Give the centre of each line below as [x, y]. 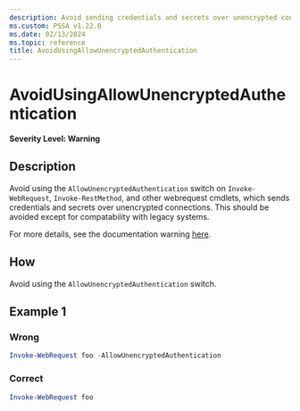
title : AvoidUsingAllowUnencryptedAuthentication [104, 51]
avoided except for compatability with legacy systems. [109, 216]
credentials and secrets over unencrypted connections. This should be [139, 207]
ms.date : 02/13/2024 [48, 34]
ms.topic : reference [48, 42]
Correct [26, 379]
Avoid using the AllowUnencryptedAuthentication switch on [117, 188]
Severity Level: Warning [55, 138]
